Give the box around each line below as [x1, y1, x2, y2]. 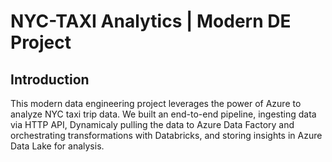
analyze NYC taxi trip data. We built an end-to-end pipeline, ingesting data [10, 108, 317, 120]
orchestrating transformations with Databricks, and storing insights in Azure [10, 130, 323, 141]
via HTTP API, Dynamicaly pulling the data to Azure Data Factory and [10, 119, 295, 130]
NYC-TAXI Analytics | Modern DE [10, 10, 292, 33]
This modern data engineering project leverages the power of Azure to [10, 98, 302, 109]
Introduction [10, 71, 90, 88]
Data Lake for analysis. [10, 140, 105, 152]
